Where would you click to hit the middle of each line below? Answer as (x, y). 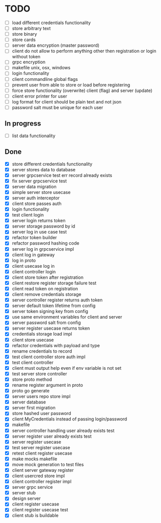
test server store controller (39, 374)
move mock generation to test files (48, 464)
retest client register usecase (42, 453)
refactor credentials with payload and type (56, 345)
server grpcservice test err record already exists (62, 175)
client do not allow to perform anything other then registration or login (84, 51)
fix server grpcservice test (39, 181)
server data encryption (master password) (56, 45)
